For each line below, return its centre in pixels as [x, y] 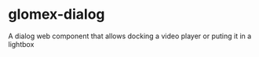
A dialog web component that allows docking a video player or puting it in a [130, 36]
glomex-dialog [57, 14]
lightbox [21, 44]
